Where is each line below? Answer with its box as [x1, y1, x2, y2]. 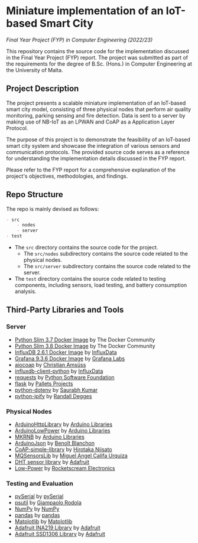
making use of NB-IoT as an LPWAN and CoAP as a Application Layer [6, 118, 175, 125]
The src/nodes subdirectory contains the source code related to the [23, 250, 188, 258]
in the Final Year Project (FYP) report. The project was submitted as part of [6, 54, 189, 61]
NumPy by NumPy [14, 505, 60, 512]
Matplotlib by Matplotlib [14, 518, 73, 525]
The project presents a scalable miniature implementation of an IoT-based [6, 99, 186, 106]
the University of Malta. [6, 66, 63, 73]
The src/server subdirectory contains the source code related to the [23, 263, 191, 270]
